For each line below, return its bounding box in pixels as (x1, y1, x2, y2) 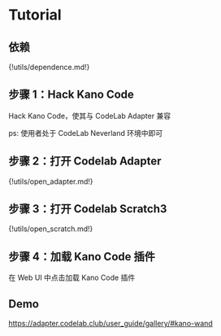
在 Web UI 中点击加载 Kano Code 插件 (8, 273, 136, 282)
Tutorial (8, 6, 63, 24)
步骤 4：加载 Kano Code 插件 (8, 250, 156, 264)
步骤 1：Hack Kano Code (8, 88, 134, 102)
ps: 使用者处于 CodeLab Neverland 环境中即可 (8, 128, 163, 137)
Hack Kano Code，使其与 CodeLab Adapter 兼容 (8, 111, 171, 120)
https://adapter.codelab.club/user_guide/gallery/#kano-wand (8, 319, 213, 329)
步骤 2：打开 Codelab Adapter (8, 155, 162, 168)
